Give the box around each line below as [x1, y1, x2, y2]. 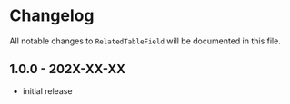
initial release [22, 85, 73, 96]
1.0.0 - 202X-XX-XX [9, 61, 125, 77]
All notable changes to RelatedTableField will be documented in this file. [9, 35, 282, 46]
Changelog [9, 5, 95, 26]
